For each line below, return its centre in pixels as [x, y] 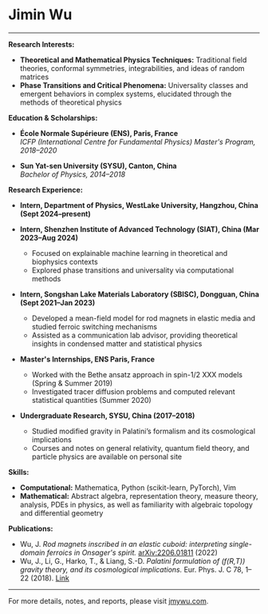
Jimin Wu [40, 15]
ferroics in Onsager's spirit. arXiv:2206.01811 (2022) [132, 552]
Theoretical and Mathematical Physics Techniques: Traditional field [133, 60]
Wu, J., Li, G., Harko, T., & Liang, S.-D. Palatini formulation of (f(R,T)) [132, 560]
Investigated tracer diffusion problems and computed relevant [133, 391]
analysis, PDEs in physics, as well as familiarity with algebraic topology [136, 504]
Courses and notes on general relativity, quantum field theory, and [140, 448]
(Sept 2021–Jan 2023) [57, 302]
